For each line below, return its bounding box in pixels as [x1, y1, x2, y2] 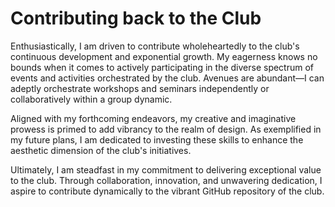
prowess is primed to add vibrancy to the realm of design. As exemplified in [10, 123, 322, 135]
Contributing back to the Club [10, 7, 262, 30]
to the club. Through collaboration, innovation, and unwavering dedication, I [10, 174, 323, 186]
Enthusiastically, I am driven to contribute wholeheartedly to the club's [10, 40, 300, 52]
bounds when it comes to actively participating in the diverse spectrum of [10, 61, 315, 73]
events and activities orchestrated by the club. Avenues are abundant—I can [10, 72, 325, 84]
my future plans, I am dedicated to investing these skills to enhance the [10, 133, 304, 146]
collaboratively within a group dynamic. [10, 93, 173, 105]
